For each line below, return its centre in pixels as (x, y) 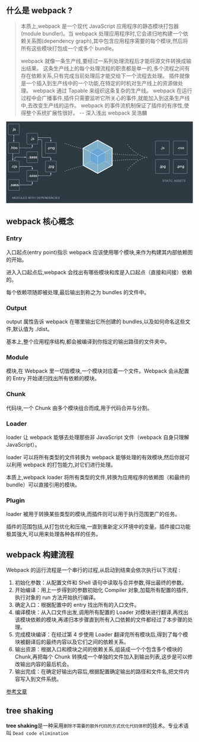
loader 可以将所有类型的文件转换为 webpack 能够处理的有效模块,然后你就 (95, 457)
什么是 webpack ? (39, 11)
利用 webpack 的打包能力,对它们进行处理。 (64, 465)
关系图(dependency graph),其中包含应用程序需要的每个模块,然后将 (107, 41)
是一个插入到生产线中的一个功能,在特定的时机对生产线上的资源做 (99, 83)
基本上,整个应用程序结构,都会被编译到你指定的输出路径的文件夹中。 (88, 342)
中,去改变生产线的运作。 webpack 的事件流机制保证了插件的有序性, (102, 105)
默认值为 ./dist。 (33, 329)
